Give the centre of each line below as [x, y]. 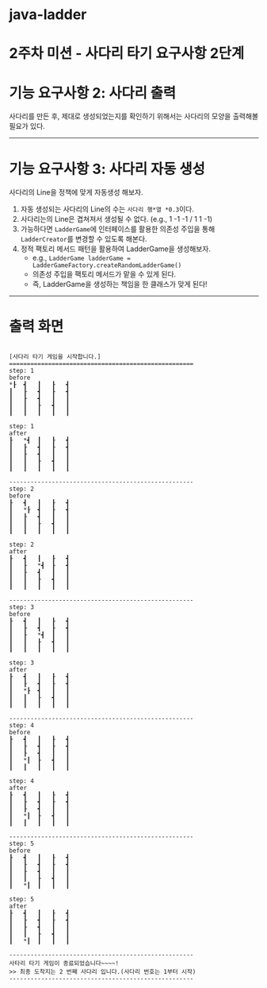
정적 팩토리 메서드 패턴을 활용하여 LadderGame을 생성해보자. [116, 249]
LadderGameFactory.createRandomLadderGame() [107, 265]
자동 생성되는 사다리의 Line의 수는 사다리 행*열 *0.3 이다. [107, 209]
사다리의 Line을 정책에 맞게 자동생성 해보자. [76, 192]
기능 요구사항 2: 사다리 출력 [93, 93]
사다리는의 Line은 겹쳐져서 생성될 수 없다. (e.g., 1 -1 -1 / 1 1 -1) [116, 219]
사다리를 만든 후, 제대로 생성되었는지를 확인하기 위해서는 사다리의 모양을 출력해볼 [134, 116]
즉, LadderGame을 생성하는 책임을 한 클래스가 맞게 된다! [120, 285]
